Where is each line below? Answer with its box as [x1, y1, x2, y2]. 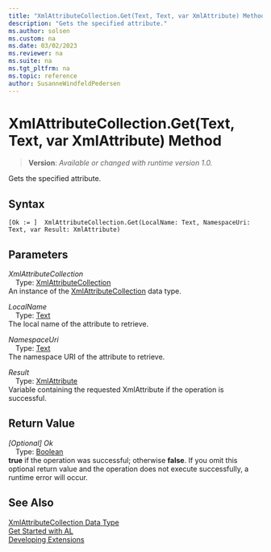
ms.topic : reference [8, 72, 78, 80]
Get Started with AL [8, 526, 74, 536]
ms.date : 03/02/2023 [8, 42, 78, 50]
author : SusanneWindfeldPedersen [8, 79, 121, 87]
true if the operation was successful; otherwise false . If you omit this [8, 455, 238, 465]
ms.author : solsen [8, 27, 70, 35]
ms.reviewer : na [8, 49, 63, 57]
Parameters [8, 247, 69, 261]
